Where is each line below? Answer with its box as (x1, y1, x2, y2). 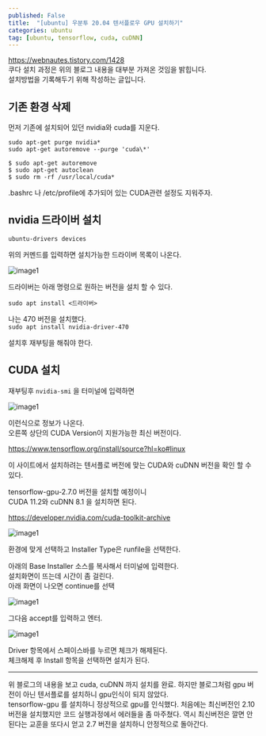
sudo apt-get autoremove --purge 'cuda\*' (8, 146, 150, 154)
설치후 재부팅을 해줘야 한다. (8, 337, 93, 347)
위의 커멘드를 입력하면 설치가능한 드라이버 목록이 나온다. (8, 250, 182, 259)
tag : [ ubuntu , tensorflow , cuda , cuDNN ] (8, 33, 144, 42)
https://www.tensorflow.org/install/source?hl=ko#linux (8, 444, 186, 453)
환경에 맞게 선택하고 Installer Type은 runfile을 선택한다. (8, 544, 180, 554)
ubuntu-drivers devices (8, 235, 87, 242)
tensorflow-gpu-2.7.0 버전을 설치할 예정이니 (8, 486, 147, 496)
